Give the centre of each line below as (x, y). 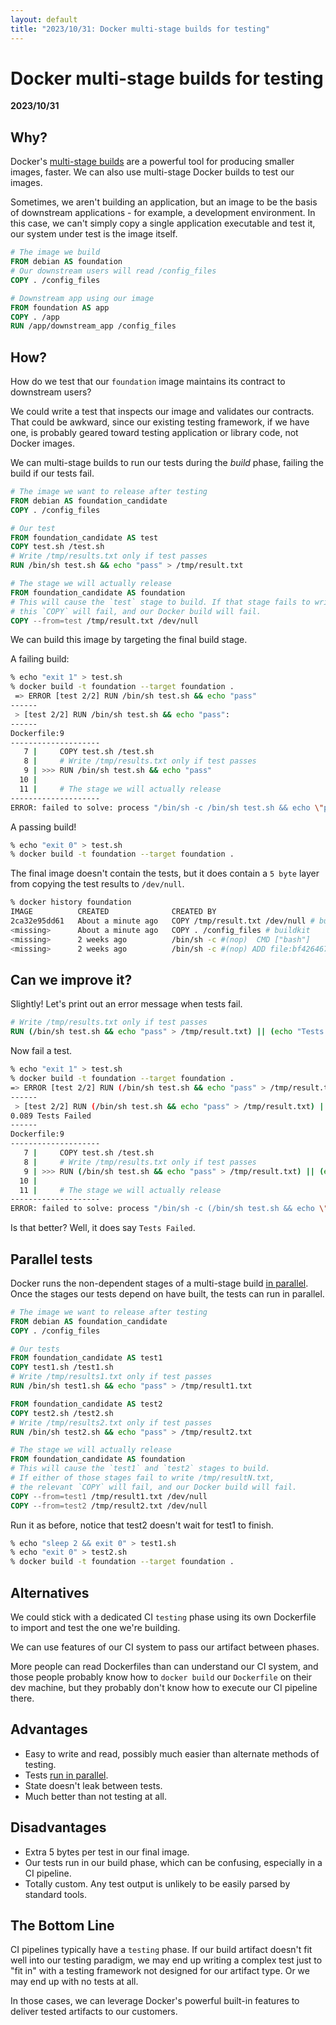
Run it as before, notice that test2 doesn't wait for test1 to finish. (142, 1525)
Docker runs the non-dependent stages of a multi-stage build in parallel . (159, 1283)
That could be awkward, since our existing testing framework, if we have (160, 422)
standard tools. (55, 1894)
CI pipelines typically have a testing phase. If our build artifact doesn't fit (161, 1950)
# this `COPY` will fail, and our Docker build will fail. (136, 611)
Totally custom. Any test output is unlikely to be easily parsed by (157, 1883)
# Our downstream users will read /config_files (113, 271)
